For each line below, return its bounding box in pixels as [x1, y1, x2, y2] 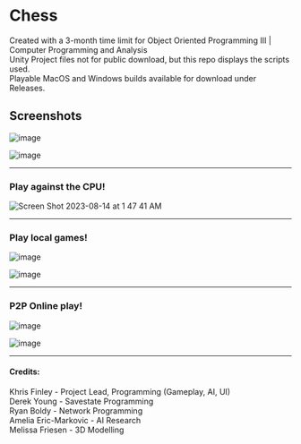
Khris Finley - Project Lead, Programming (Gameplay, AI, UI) [9, 386, 231, 397]
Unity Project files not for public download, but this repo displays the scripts [9, 54, 289, 64]
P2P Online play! [9, 300, 83, 312]
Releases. [9, 82, 46, 93]
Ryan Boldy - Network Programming [9, 405, 143, 416]
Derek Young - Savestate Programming [9, 396, 154, 406]
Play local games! [9, 231, 88, 243]
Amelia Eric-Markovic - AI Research [9, 414, 142, 425]
